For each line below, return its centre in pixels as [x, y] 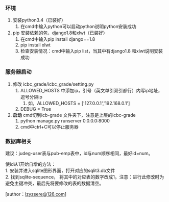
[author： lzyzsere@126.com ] [36, 194]
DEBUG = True [36, 109]
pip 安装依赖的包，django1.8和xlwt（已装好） [60, 33]
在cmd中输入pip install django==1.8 [58, 39]
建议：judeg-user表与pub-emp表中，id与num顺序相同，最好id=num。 [79, 153]
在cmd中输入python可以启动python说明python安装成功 [78, 27]
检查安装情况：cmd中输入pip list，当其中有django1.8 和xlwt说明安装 [92, 51]
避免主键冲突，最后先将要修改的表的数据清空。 [54, 183]
